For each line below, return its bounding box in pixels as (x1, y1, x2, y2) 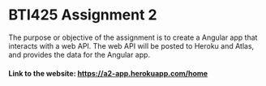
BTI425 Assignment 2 (8, 6, 157, 24)
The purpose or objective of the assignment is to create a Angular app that (8, 32, 258, 42)
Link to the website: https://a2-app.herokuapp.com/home (8, 68, 208, 78)
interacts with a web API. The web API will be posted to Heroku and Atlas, (8, 41, 255, 50)
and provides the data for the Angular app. (8, 49, 151, 59)
